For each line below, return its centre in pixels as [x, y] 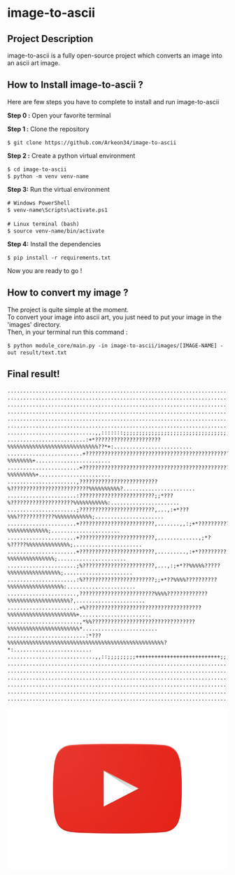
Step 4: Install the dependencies [54, 244]
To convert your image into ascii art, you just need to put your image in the [114, 317]
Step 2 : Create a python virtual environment [71, 155]
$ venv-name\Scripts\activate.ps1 [58, 210]
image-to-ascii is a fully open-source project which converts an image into [115, 55]
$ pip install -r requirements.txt [59, 258]
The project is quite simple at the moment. [68, 309]
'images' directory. [34, 324]
